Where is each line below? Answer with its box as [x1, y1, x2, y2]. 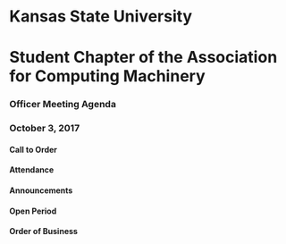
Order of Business [9, 226, 79, 237]
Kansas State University [9, 6, 193, 27]
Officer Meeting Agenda [9, 98, 116, 111]
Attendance [9, 164, 55, 175]
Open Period [9, 206, 57, 216]
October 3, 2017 [9, 122, 80, 135]
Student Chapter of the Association [9, 47, 278, 68]
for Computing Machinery [9, 66, 206, 87]
